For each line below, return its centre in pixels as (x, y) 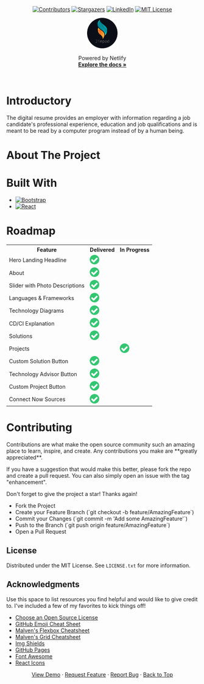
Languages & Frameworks (41, 298)
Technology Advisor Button (43, 374)
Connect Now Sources (37, 399)
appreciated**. (24, 457)
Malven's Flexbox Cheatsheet (52, 630)
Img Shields (30, 643)
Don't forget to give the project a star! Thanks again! (72, 494)
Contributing (39, 427)
